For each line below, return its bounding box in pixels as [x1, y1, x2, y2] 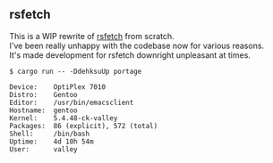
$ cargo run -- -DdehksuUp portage [9, 67, 142, 76]
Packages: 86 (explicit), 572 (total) [9, 121, 158, 130]
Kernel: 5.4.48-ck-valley [9, 113, 118, 123]
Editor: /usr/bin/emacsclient [9, 98, 134, 107]
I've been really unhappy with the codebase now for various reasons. [9, 40, 265, 51]
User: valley [9, 144, 78, 154]
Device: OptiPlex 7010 [9, 82, 106, 92]
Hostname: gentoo [9, 106, 78, 115]
